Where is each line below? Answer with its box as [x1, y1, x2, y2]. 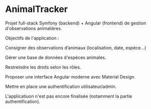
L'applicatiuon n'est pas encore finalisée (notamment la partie [5, 93, 132, 99]
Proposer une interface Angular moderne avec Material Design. [5, 73, 136, 79]
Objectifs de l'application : [5, 35, 59, 41]
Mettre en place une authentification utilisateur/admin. [5, 83, 116, 89]
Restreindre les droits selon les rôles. [5, 64, 81, 70]
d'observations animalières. [5, 25, 62, 31]
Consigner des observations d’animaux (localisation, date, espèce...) [5, 44, 146, 50]
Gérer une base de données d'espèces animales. [5, 54, 106, 60]
